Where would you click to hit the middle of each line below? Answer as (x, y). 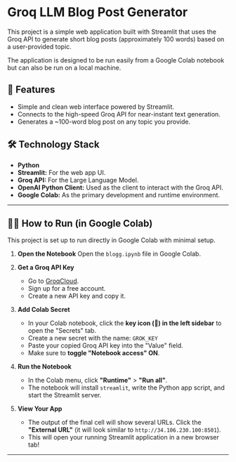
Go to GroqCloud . (53, 281)
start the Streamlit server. (65, 395)
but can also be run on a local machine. (64, 67)
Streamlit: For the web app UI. (61, 172)
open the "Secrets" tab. (62, 331)
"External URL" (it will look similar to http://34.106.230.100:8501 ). (124, 430)
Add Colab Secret (44, 310)
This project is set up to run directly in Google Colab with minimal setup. (111, 240)
